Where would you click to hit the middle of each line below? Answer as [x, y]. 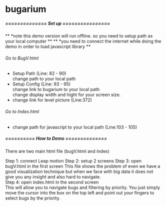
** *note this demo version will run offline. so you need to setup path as [79, 36]
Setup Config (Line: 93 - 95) [41, 84]
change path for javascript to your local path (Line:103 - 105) [75, 127]
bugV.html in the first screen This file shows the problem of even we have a [83, 166]
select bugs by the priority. [33, 198]
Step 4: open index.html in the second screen [52, 182]
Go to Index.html [22, 111]
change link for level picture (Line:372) [52, 100]
